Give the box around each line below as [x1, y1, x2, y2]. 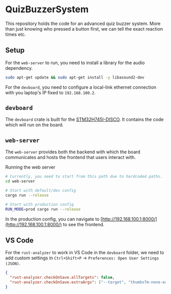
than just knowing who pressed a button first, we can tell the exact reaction [5, 25, 163, 32]
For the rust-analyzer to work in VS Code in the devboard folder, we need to [5, 250, 164, 256]
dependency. [5, 65, 33, 71]
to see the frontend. [63, 221, 105, 227]
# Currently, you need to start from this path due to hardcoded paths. [5, 174, 163, 179]
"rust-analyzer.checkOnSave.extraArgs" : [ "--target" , [10, 280, 126, 285]
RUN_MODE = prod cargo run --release [5, 206, 81, 212]
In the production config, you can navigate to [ [5, 216, 103, 222]
